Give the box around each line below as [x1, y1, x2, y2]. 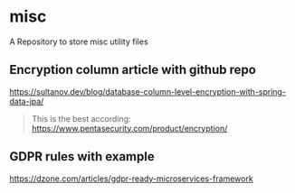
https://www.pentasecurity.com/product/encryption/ [31, 123, 228, 133]
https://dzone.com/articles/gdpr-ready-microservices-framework [9, 173, 253, 184]
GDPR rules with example [9, 149, 156, 164]
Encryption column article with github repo [9, 62, 256, 78]
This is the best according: [31, 113, 131, 124]
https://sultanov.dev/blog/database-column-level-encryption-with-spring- [9, 86, 287, 96]
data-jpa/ [9, 96, 44, 106]
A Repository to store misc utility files [9, 36, 148, 47]
